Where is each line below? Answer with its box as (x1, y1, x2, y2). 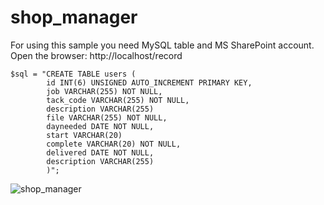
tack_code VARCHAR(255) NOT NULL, (46, 95, 190, 105)
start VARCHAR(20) (46, 130, 123, 140)
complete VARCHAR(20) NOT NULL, (46, 139, 182, 149)
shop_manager (10, 6, 138, 29)
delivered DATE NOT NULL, (46, 147, 155, 158)
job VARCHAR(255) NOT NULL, (46, 86, 163, 96)
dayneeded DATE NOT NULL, (46, 121, 155, 131)
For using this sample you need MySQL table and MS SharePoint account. (10, 39, 315, 51)
